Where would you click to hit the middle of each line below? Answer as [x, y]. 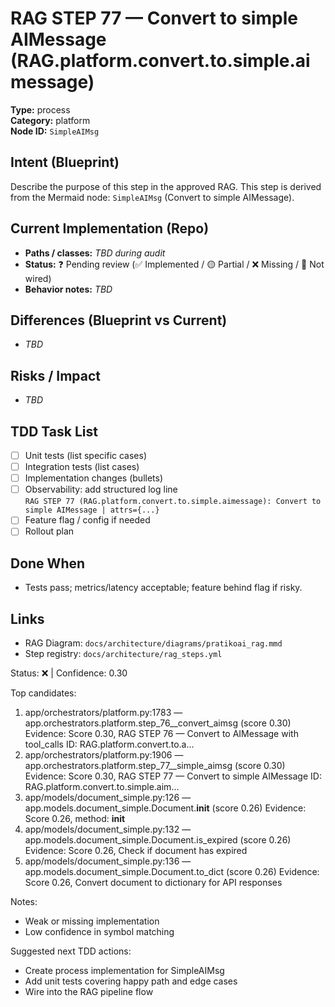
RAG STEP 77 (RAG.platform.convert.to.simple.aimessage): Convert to [173, 502]
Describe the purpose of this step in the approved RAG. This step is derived [166, 186]
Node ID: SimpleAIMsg [55, 131]
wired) [38, 278]
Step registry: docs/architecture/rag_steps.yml [123, 653]
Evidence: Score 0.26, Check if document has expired [136, 850]
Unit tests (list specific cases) [86, 455]
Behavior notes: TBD [68, 289]
